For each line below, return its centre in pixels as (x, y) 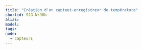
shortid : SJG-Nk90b (26, 15)
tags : (11, 29)
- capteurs (21, 39)
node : (11, 34)
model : (12, 24)
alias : (12, 19)
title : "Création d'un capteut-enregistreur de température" (72, 10)
